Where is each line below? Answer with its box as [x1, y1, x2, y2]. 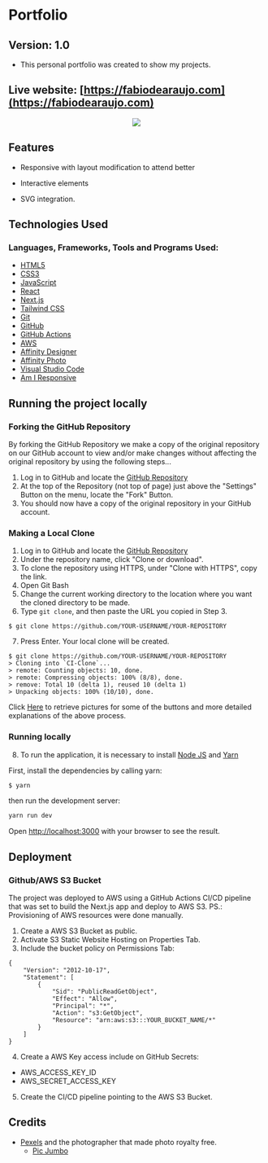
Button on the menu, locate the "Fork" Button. [19, 490, 174, 499]
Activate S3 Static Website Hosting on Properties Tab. [19, 935, 201, 945]
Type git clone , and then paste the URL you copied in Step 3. [19, 607, 227, 617]
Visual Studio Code [19, 364, 85, 374]
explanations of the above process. [8, 711, 127, 721]
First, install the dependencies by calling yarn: [8, 766, 162, 775]
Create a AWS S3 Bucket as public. [19, 926, 138, 936]
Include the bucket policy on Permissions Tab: [19, 943, 175, 954]
